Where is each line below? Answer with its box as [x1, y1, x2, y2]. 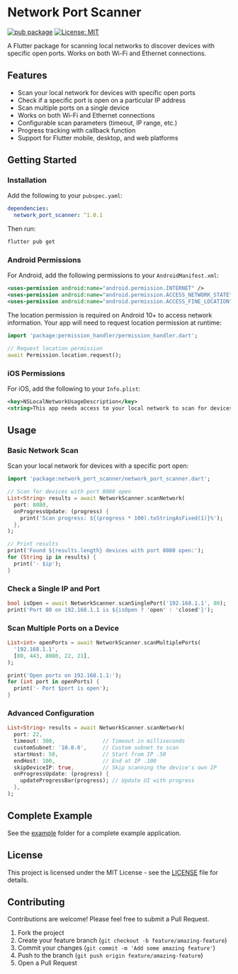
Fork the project [17, 929, 65, 937]
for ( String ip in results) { [7, 554, 97, 561]
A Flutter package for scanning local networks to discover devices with [7, 41, 215, 50]
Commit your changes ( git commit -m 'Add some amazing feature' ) [17, 944, 216, 952]
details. [7, 875, 29, 884]
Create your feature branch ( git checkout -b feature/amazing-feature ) [17, 936, 227, 945]
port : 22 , [13, 731, 42, 738]
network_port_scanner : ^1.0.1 [13, 212, 103, 219]
